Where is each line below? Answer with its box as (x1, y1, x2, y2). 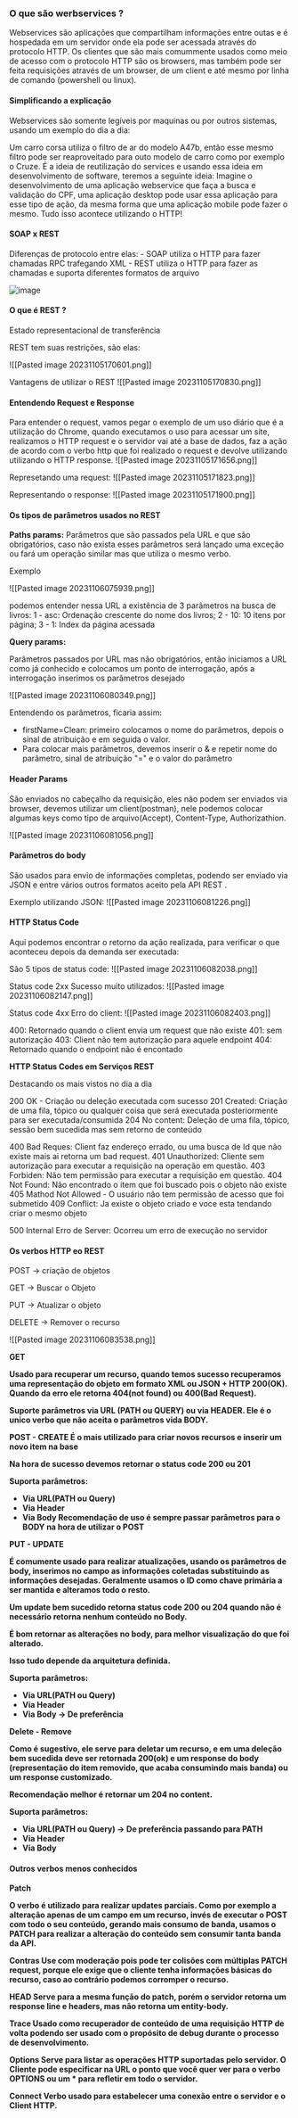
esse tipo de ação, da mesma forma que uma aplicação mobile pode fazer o (9, 199, 288, 210)
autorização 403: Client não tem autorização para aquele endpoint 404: (9, 1034, 273, 1045)
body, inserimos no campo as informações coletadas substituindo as (9, 1566, 270, 1577)
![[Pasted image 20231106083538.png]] (9, 1334, 156, 1345)
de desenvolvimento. (9, 2037, 90, 2048)
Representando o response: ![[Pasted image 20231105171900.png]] (9, 490, 255, 500)
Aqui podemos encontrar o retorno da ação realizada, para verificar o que (9, 936, 280, 947)
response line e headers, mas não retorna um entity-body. (9, 2001, 229, 2012)
